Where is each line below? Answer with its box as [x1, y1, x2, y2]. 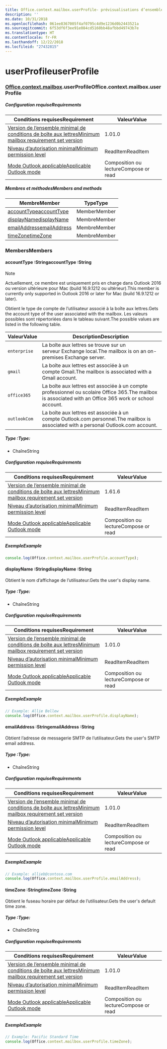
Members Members [5, 247, 53, 254]
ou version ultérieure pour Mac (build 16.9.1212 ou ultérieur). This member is [5, 285, 160, 291]
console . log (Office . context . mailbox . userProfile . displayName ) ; [5, 713, 139, 718]
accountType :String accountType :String [5, 259, 92, 265]
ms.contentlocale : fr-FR [5, 35, 57, 40]
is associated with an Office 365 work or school [42, 395, 154, 402]
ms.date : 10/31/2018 [5, 16, 48, 21]
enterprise [7, 348, 33, 354]
